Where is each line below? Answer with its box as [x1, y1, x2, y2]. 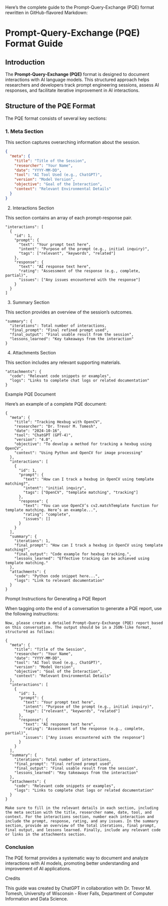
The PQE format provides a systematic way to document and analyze [5, 855, 148, 861]
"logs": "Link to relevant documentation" [14, 578, 105, 583]
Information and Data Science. [5, 896, 68, 902]
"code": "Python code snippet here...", [14, 573, 100, 578]
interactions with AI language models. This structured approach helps [5, 77, 150, 83]
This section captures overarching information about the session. [5, 139, 140, 145]
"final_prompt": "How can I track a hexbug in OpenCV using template [14, 543, 163, 548]
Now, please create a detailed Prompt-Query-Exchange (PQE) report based [5, 620, 163, 626]
